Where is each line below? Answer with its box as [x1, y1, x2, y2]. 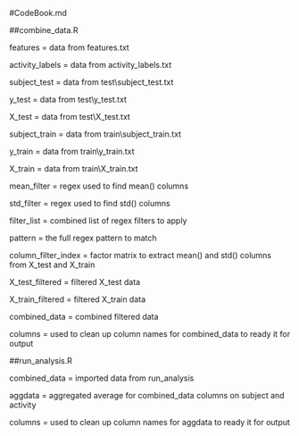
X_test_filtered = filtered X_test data [9, 277, 141, 287]
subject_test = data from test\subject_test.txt [9, 77, 174, 88]
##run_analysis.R [9, 356, 73, 365]
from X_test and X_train [9, 259, 96, 270]
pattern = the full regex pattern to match [9, 232, 158, 243]
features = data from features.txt [9, 42, 129, 53]
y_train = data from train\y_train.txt [9, 147, 135, 156]
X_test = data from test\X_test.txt [9, 112, 131, 122]
